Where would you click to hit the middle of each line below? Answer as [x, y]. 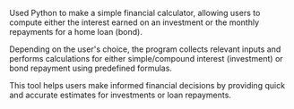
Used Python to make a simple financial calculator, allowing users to [135, 13]
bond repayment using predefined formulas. [91, 68]
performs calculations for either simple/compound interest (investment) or [147, 59]
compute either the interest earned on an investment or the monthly [134, 22]
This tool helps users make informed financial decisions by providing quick [147, 85]
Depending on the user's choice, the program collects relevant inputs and [145, 49]
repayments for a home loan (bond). [76, 32]
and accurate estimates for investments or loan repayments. [120, 95]
